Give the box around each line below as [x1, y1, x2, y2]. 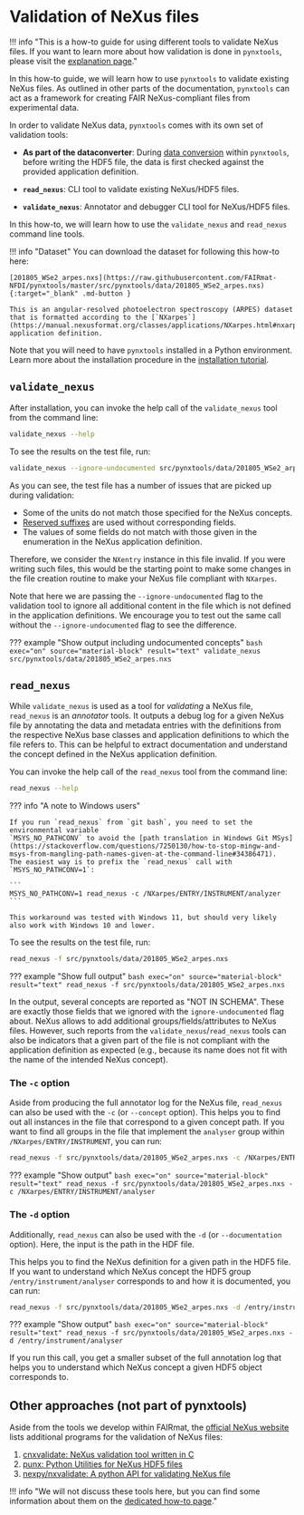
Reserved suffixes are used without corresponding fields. [22, 517, 237, 528]
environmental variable [9, 826, 100, 835]
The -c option [9, 1076, 71, 1089]
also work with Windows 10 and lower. [9, 921, 156, 930]
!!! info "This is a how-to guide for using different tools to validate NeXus [9, 36, 279, 47]
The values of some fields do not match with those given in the [22, 526, 258, 537]
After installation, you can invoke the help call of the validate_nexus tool [9, 402, 278, 413]
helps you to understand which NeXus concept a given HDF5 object [9, 1362, 262, 1373]
